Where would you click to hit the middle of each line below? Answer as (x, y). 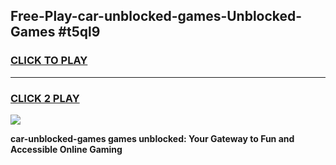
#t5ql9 (79, 32)
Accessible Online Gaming (66, 149)
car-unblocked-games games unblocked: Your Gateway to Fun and (152, 138)
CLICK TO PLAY (49, 61)
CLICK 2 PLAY (45, 98)
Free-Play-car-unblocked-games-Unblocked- (156, 16)
